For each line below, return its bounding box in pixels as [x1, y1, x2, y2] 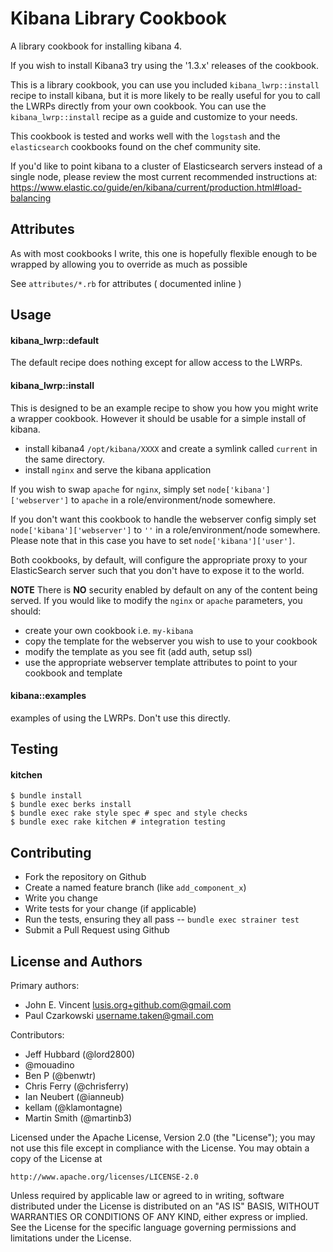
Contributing [10, 844, 92, 861]
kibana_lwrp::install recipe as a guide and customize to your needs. [10, 110, 298, 122]
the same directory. [24, 453, 106, 465]
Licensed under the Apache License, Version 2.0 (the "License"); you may [10, 1131, 316, 1143]
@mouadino [24, 1058, 75, 1071]
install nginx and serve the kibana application [24, 463, 212, 476]
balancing [10, 192, 52, 204]
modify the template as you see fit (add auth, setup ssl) [24, 645, 253, 657]
